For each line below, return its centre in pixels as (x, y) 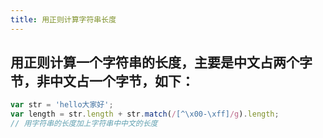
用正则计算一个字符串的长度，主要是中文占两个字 (161, 62)
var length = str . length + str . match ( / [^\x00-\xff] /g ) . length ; (145, 114)
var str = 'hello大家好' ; (62, 105)
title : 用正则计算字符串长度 (63, 19)
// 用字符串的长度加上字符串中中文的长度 (84, 124)
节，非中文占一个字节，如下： (102, 81)
